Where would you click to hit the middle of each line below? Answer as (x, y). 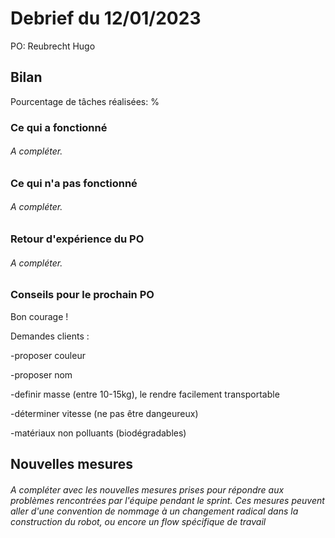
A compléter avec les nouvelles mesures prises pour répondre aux (147, 489)
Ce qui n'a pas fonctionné (74, 183)
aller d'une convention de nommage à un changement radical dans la (154, 511)
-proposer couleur (48, 355)
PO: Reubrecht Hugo (53, 46)
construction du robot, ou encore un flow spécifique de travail (138, 521)
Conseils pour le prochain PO (82, 295)
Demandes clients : (50, 336)
